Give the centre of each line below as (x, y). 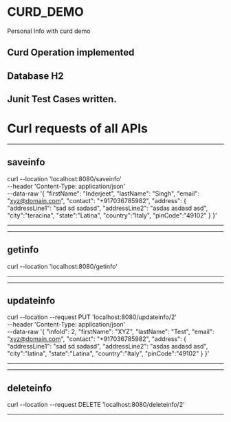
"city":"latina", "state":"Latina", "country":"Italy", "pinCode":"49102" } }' (108, 353)
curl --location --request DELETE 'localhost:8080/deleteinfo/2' (96, 405)
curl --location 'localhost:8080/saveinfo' (65, 178)
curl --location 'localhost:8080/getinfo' (63, 266)
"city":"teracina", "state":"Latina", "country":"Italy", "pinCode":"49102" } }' (112, 215)
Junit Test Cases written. (62, 99)
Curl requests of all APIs (78, 129)
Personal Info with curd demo (49, 31)
